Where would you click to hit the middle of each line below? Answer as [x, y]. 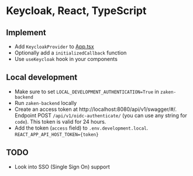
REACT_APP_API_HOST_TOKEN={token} [56, 134]
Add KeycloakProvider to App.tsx [54, 46]
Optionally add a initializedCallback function [70, 53]
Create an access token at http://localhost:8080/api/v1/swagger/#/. [96, 109]
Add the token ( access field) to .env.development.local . [81, 128]
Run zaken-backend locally [46, 103]
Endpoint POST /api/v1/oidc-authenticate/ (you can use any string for [101, 115]
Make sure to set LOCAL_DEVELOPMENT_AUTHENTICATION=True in [87, 92]
